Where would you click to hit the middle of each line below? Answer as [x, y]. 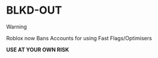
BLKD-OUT [34, 10]
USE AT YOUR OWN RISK [38, 49]
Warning [16, 27]
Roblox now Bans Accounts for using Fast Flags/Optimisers [79, 38]
